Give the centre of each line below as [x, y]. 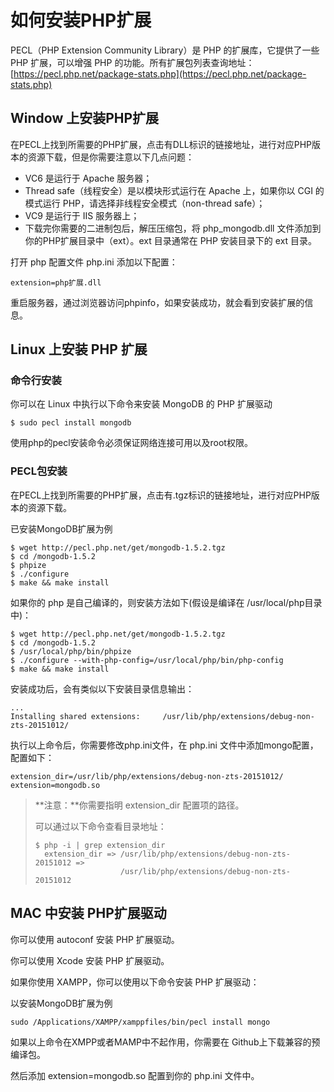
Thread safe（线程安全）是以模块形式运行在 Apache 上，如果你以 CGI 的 [174, 190]
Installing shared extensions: [75, 716]
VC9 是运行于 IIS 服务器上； [82, 215]
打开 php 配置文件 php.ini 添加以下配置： [94, 262]
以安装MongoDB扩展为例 [61, 1003]
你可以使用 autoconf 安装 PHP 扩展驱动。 [95, 939]
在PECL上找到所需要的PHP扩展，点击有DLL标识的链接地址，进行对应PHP [161, 144]
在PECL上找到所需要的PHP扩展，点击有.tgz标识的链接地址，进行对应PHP [161, 495]
